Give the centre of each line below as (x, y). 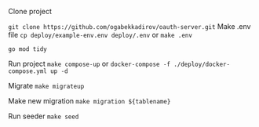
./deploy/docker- (202, 64)
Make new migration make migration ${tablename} (89, 101)
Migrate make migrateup (46, 86)
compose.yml (27, 71)
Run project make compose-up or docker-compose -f (89, 63)
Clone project (30, 11)
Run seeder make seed (44, 116)
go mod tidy (27, 49)
